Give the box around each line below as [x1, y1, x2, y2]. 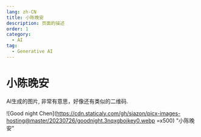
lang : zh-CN [6, 8, 37, 15]
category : [6, 32, 32, 38]
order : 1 [6, 25, 29, 32]
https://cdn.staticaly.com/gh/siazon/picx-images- [56, 110, 181, 117]
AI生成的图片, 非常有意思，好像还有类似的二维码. [6, 98, 129, 105]
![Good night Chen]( [6, 110, 57, 117]
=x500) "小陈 [156, 116, 190, 124]
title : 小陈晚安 [6, 15, 44, 21]
